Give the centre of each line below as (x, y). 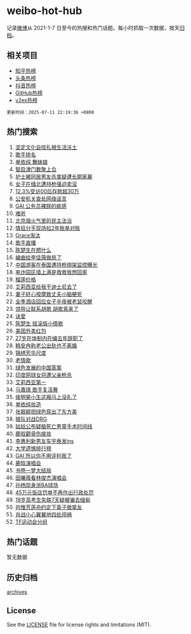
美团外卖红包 (30, 331)
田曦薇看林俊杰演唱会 (41, 478)
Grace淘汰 (28, 235)
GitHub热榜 (29, 93)
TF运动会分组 (31, 522)
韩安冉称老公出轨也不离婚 (46, 345)
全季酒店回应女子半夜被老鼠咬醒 (54, 301)
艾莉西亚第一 (30, 382)
